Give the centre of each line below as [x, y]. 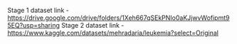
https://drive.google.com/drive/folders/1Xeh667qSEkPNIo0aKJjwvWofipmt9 [118, 18]
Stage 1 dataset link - [38, 10]
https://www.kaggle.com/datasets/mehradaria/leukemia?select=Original [113, 33]
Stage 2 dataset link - [93, 25]
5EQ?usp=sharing [34, 25]
